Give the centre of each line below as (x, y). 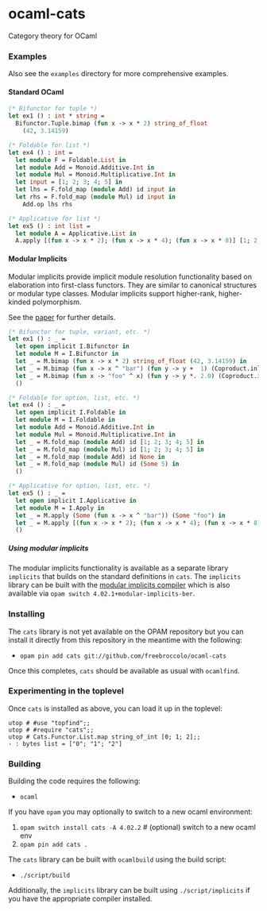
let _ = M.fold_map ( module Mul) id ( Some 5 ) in (97, 464)
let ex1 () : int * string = (56, 116)
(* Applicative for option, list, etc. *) (79, 486)
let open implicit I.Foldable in (71, 413)
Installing (27, 614)
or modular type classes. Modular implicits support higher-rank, (112, 293)
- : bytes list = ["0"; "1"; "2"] (66, 743)
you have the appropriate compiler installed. (80, 899)
